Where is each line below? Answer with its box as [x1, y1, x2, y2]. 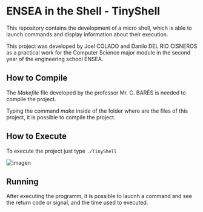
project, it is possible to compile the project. [6, 113, 116, 121]
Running [6, 176, 39, 187]
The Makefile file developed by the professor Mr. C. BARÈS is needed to [6, 89, 186, 96]
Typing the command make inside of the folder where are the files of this [6, 107, 188, 114]
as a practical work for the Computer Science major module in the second [6, 48, 191, 56]
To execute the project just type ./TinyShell [6, 147, 117, 154]
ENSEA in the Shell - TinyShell [6, 4, 161, 18]
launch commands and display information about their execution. [6, 30, 168, 38]
